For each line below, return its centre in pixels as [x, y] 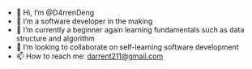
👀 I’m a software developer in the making [84, 21]
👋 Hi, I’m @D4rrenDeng [55, 13]
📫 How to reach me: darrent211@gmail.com [90, 56]
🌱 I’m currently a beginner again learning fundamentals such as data [130, 30]
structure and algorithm [56, 38]
